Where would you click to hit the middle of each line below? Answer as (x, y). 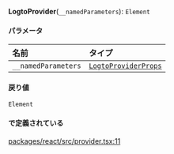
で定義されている (36, 123)
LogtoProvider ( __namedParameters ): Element (79, 11)
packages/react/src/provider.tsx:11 (64, 141)
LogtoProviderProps (125, 66)
